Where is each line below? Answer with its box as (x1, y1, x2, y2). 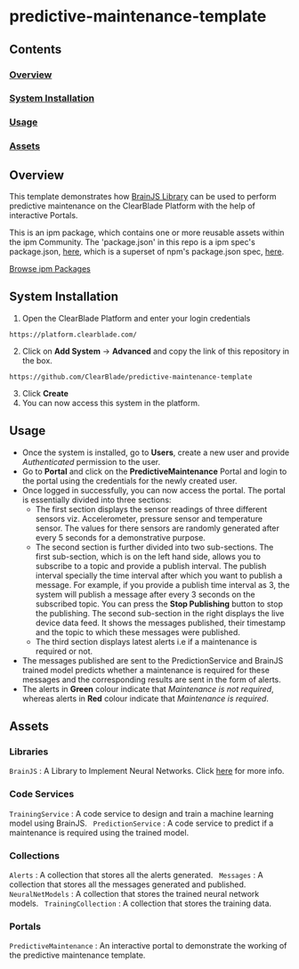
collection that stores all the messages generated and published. (9, 879, 246, 890)
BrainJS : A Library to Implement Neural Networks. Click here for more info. (9, 766, 285, 777)
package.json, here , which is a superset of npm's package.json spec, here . (9, 247, 285, 257)
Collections (9, 849, 61, 861)
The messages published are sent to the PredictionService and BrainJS (21, 655, 284, 665)
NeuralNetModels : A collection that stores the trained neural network (9, 888, 260, 899)
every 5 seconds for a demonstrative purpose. (35, 532, 206, 542)
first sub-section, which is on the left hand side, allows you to (35, 550, 261, 562)
